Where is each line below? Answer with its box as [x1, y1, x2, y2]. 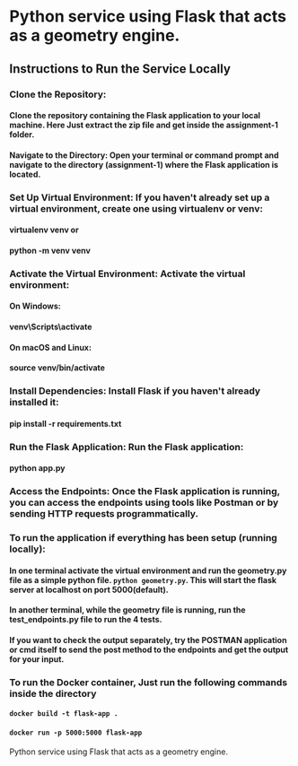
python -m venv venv [9, 245, 92, 256]
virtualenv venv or [9, 224, 79, 235]
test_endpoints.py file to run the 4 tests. [9, 614, 162, 625]
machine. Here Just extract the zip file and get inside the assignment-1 [9, 119, 278, 131]
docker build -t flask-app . [9, 709, 118, 718]
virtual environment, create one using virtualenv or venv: [9, 202, 263, 214]
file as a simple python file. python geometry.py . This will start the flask [9, 574, 276, 585]
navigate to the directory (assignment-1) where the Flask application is [9, 159, 279, 170]
